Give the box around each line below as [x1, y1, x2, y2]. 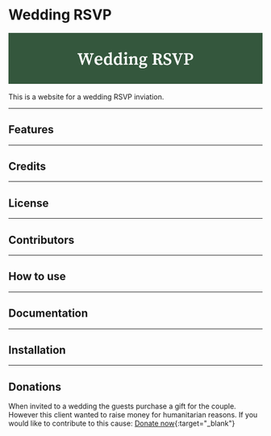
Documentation [8, 307, 89, 321]
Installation [8, 343, 66, 357]
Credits [8, 159, 47, 173]
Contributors [8, 233, 75, 247]
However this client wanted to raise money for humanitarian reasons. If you [8, 410, 258, 420]
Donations [8, 379, 62, 393]
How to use [8, 270, 66, 283]
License [8, 196, 49, 210]
